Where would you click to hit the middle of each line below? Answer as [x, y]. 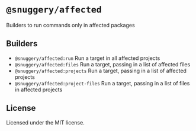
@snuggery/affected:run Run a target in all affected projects [87, 58]
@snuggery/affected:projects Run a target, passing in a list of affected [100, 71]
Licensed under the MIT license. [45, 122]
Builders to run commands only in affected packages [70, 25]
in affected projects [38, 90]
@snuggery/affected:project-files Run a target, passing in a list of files [102, 83]
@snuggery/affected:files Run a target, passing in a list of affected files [102, 64]
